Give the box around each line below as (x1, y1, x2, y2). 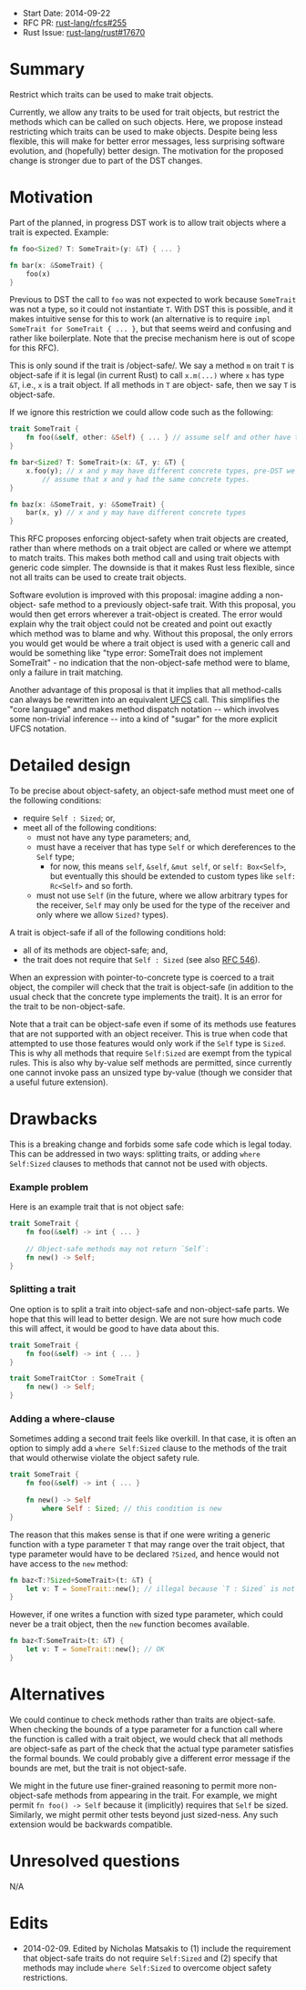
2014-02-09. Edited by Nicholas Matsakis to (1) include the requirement (22, 1943, 291, 1954)
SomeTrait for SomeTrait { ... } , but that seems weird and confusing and (9, 323, 292, 334)
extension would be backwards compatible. (9, 1819, 173, 1830)
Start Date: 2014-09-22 (22, 8, 111, 18)
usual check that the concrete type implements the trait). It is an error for (9, 992, 283, 1003)
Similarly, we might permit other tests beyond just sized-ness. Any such (9, 1809, 279, 1820)
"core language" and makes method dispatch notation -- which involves (9, 704, 280, 715)
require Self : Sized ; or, (22, 812, 116, 823)
